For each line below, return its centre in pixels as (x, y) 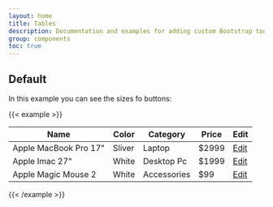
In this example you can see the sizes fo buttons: (90, 98)
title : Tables (32, 24)
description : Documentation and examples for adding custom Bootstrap (130, 31)
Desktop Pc (165, 161)
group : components (39, 39)
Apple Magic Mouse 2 (54, 174)
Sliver (123, 148)
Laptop (157, 148)
